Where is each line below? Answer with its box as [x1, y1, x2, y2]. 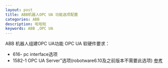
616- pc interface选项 [12, 51, 58, 57]
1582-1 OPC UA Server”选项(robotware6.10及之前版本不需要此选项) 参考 [12, 57, 163, 63]
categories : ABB [5, 17, 40, 22]
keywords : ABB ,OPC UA [5, 26, 53, 31]
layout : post [5, 7, 33, 13]
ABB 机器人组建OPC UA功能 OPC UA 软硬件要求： [5, 41, 110, 47]
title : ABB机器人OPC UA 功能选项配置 [5, 12, 78, 17]
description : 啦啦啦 [5, 21, 47, 27]
